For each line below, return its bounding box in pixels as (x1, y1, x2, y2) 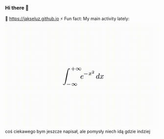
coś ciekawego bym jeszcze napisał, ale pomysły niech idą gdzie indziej (5, 128, 151, 134)
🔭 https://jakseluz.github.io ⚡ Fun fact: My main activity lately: (5, 16, 130, 21)
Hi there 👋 (5, 4, 29, 11)
